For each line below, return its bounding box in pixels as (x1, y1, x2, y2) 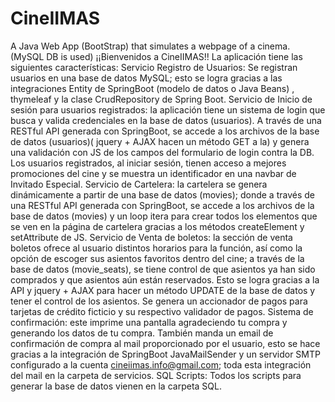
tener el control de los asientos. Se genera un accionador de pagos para (10, 295, 308, 307)
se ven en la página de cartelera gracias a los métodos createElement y (10, 220, 305, 232)
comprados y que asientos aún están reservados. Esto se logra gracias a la (10, 273, 320, 286)
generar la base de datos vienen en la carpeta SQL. (10, 380, 222, 392)
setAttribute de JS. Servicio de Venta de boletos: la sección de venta (10, 231, 293, 243)
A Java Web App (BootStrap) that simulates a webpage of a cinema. (10, 40, 291, 52)
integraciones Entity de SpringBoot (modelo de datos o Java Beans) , (10, 82, 295, 94)
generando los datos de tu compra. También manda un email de (10, 327, 274, 339)
